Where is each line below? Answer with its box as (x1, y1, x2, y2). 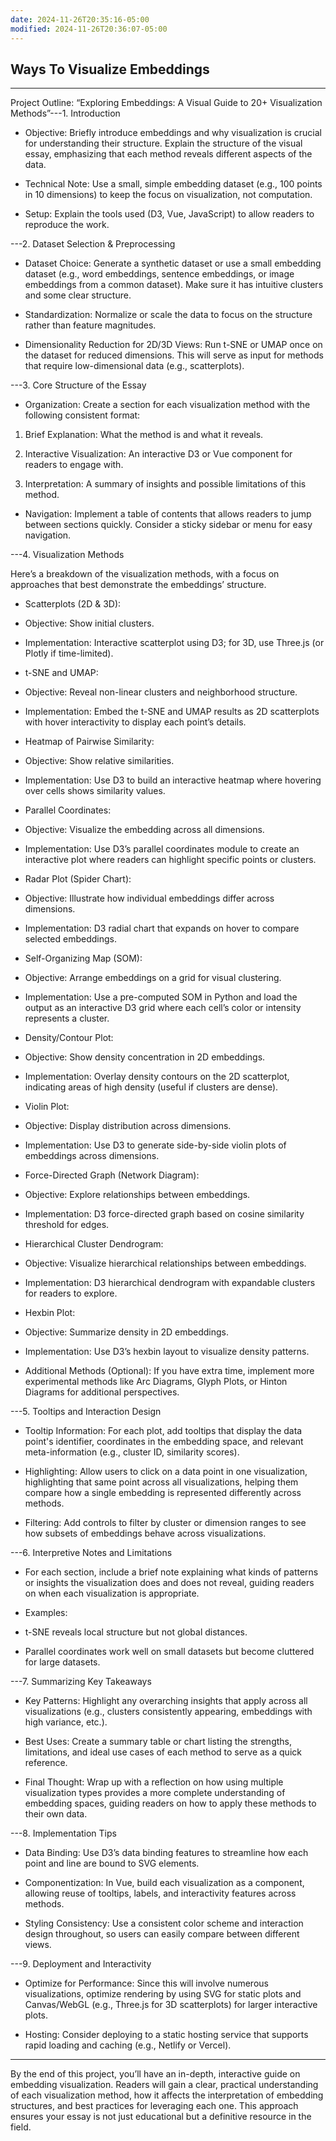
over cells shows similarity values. (24, 785, 166, 797)
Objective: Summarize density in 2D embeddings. (24, 1326, 229, 1338)
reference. (24, 1757, 68, 1769)
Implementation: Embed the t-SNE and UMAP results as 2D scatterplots (24, 706, 320, 718)
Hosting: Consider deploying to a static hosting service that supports (24, 2029, 309, 2041)
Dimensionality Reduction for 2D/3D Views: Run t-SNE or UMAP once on (24, 339, 323, 351)
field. (10, 2121, 32, 2133)
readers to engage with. (24, 459, 124, 471)
